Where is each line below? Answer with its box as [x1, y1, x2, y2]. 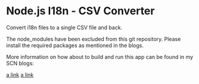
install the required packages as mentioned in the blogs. [6, 42, 144, 49]
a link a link [6, 71, 34, 78]
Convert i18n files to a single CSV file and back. [6, 24, 123, 31]
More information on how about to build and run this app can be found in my [6, 53, 194, 60]
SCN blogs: [6, 60, 35, 67]
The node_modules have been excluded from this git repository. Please [6, 35, 181, 42]
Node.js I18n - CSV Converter [6, 4, 155, 18]
